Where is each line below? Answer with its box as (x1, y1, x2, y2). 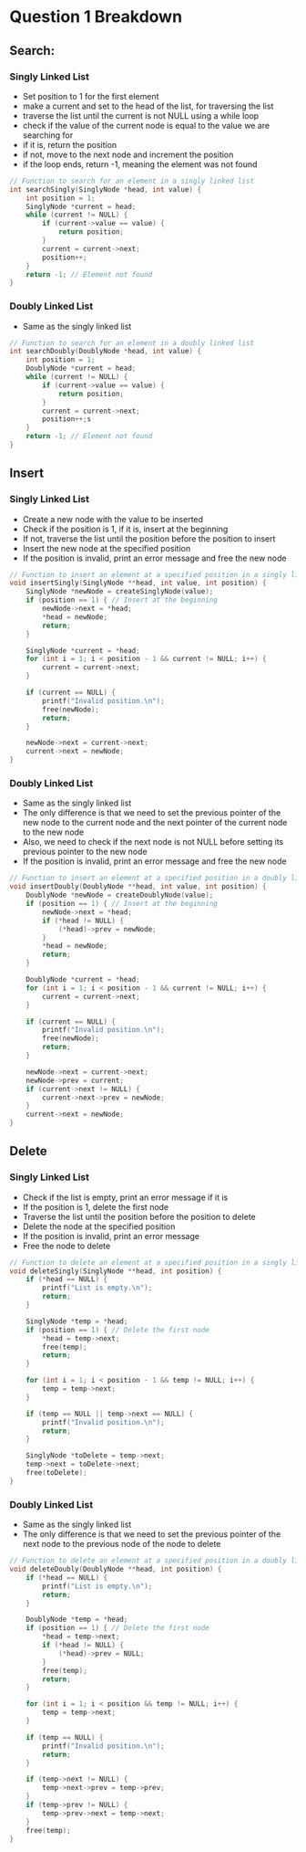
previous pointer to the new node (22, 847, 148, 858)
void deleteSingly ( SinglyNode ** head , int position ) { (9, 1267, 222, 1276)
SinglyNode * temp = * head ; (25, 1317, 128, 1326)
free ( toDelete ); (25, 1468, 88, 1478)
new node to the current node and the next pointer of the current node (22, 817, 288, 828)
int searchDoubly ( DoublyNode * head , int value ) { (9, 347, 202, 356)
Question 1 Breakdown (9, 6, 183, 27)
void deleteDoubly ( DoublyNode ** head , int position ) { (9, 1564, 222, 1574)
